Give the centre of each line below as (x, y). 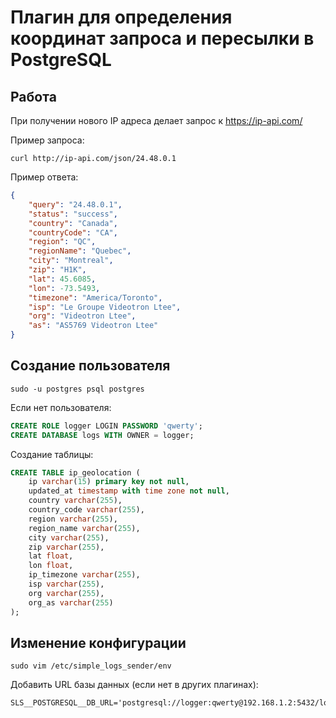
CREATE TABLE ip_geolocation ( (75, 472)
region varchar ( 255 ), (73, 519)
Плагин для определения (121, 17)
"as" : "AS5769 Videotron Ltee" (93, 326)
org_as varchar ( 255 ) (71, 602)
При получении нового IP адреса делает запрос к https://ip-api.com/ (156, 120)
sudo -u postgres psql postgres (77, 389)
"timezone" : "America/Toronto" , (95, 297)
